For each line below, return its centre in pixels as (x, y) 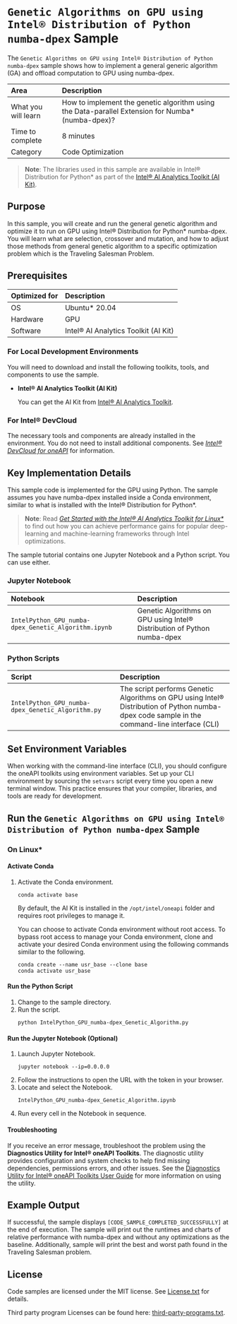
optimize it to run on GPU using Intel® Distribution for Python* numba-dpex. (117, 231)
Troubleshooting (32, 1130)
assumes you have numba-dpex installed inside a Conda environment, (109, 497)
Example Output (43, 1205)
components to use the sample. (53, 374)
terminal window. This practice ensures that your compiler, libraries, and (112, 788)
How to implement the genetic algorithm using (138, 102)
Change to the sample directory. (64, 1003)
